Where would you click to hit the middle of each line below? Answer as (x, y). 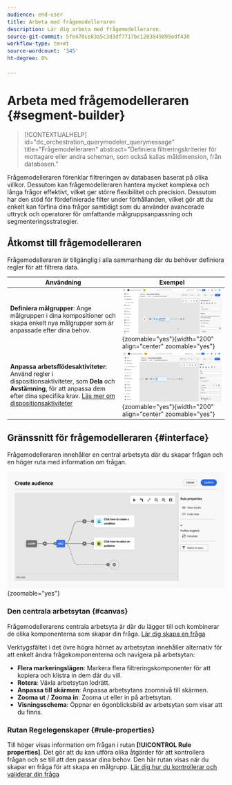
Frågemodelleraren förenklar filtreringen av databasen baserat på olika (108, 177)
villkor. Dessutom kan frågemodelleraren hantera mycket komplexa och (108, 185)
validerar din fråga (33, 775)
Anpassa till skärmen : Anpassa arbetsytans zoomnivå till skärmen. (113, 690)
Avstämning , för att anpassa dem (58, 389)
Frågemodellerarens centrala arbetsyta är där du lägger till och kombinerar (113, 626)
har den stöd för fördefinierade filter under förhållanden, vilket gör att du (110, 199)
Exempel (172, 282)
